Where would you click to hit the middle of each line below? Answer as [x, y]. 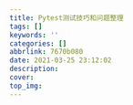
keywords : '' [34, 35]
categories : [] [38, 43]
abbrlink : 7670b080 [46, 52]
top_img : [26, 86]
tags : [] [26, 26]
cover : [22, 78]
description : [34, 69]
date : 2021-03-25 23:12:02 [61, 60]
